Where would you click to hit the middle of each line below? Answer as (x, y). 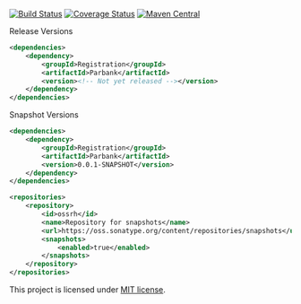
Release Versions (41, 31)
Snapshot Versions (44, 115)
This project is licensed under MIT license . (87, 290)
